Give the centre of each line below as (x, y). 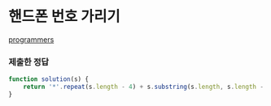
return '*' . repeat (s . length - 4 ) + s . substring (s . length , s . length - (144, 87)
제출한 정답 (29, 61)
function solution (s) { (49, 79)
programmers (31, 39)
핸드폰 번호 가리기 (64, 17)
